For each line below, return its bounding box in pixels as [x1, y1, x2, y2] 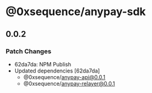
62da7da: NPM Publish [14, 60, 72, 68]
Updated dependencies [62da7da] [14, 67, 100, 74]
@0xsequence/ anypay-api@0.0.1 [23, 73, 106, 80]
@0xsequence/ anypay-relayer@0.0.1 [23, 80, 115, 87]
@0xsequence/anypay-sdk [5, 5, 146, 19]
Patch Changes [5, 47, 52, 56]
